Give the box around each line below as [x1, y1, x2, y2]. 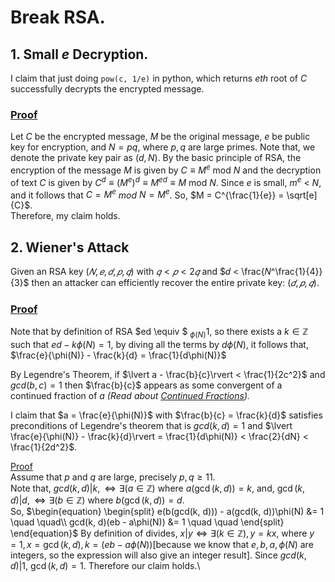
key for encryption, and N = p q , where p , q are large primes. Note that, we [10, 141, 316, 153]
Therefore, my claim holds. [10, 210, 121, 222]
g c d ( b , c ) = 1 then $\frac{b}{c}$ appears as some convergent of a [10, 379, 283, 391]
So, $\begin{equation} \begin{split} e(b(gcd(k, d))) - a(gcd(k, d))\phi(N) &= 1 [10, 506, 325, 518]
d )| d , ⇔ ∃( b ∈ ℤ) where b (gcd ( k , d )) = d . [10, 494, 185, 506]
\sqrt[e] [286, 189, 318, 201]
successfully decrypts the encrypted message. [10, 83, 205, 95]
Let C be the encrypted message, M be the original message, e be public [10, 131, 311, 143]
